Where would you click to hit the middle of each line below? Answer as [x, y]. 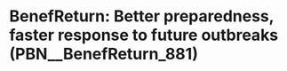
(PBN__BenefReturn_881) [104, 54]
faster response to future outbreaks [144, 35]
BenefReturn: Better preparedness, [141, 16]
